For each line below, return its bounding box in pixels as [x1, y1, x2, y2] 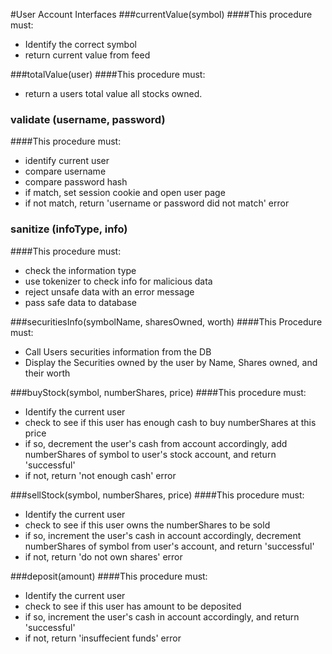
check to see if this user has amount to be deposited [24, 600, 242, 612]
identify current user [24, 155, 110, 167]
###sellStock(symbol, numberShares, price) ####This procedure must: [10, 489, 305, 501]
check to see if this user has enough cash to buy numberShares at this [24, 416, 317, 428]
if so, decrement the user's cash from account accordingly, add [24, 437, 288, 449]
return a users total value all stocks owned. [24, 88, 203, 99]
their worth [24, 367, 71, 379]
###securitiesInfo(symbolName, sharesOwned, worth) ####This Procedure [10, 315, 323, 328]
